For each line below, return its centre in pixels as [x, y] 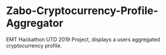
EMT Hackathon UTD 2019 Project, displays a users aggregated [83, 39]
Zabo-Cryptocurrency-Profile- [82, 11]
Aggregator [35, 23]
